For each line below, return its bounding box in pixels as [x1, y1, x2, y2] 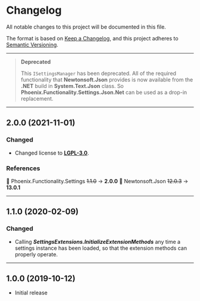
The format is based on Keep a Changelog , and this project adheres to [6, 35, 179, 42]
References [6, 164, 40, 173]
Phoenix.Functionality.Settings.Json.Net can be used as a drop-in [20, 89, 187, 96]
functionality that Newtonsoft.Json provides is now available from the [20, 76, 193, 83]
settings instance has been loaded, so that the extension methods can [14, 244, 187, 252]
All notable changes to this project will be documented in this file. [6, 23, 167, 30]
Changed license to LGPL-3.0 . [14, 149, 89, 156]
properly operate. [14, 250, 58, 258]
